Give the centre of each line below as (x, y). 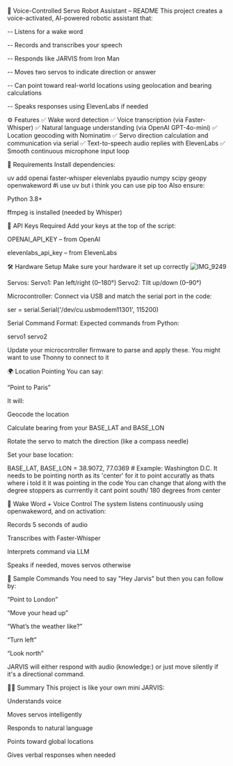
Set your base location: (40, 455)
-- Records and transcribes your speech (65, 45)
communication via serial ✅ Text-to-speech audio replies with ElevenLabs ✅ (116, 143)
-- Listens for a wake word (45, 32)
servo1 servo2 (27, 336)
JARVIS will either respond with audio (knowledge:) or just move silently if (113, 667)
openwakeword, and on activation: (57, 511)
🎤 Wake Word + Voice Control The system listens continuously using (105, 504)
